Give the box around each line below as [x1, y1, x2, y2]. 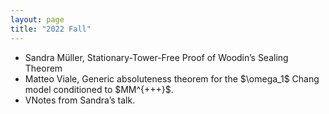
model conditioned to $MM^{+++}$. [24, 83, 174, 95]
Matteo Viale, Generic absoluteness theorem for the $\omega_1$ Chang [24, 72, 320, 85]
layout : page [10, 14, 65, 25]
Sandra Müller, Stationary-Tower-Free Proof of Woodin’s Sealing [24, 51, 289, 63]
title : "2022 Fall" [10, 24, 92, 34]
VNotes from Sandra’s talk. [24, 94, 136, 106]
